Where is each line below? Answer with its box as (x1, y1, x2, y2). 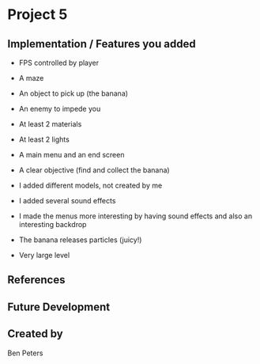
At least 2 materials (18, 119, 82, 128)
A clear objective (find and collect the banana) (18, 165, 171, 175)
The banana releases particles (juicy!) (18, 235, 142, 245)
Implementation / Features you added (7, 37, 196, 51)
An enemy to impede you (18, 104, 101, 113)
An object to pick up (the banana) (18, 89, 128, 98)
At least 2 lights (18, 135, 70, 144)
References (7, 273, 66, 286)
